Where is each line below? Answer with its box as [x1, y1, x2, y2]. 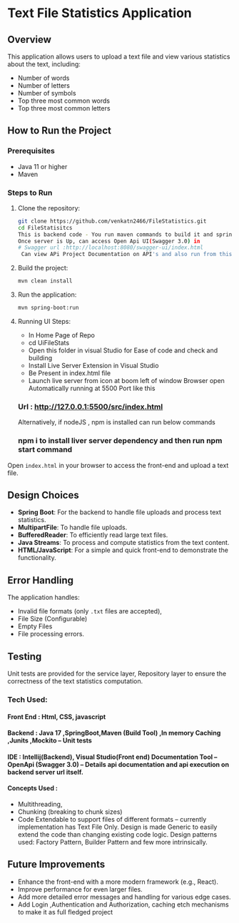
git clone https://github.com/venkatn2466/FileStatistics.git [17, 218, 207, 225]
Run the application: [17, 290, 77, 299]
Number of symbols [17, 89, 76, 97]
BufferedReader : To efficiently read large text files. [17, 531, 168, 539]
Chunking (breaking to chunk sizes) [17, 807, 123, 816]
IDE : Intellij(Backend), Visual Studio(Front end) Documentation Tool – [7, 753, 218, 761]
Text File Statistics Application [7, 5, 193, 21]
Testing [7, 651, 42, 663]
